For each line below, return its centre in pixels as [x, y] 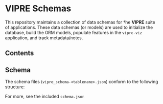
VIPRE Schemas [38, 9]
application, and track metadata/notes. [44, 38]
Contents [20, 53]
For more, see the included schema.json [45, 97]
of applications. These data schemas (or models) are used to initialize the [79, 27]
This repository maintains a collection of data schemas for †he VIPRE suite [80, 22]
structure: [15, 87]
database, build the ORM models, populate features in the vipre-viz [74, 32]
